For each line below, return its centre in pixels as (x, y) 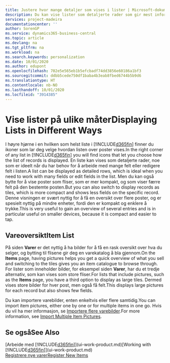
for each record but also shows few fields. (49, 291)
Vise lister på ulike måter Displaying (81, 120)
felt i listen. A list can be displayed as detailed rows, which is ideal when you (84, 171)
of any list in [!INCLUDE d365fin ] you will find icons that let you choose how (83, 155)
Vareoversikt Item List (40, 235)
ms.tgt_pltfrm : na (25, 48)
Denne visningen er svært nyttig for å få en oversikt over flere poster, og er (83, 198)
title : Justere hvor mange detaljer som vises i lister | (68, 10)
